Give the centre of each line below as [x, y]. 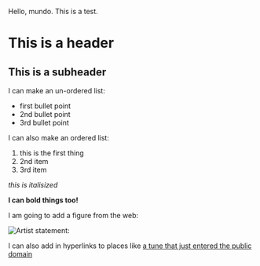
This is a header [61, 43]
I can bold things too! [43, 200]
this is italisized [33, 185]
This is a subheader [57, 72]
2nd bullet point [45, 114]
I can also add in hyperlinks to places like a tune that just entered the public [130, 246]
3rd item [33, 169]
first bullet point [45, 106]
